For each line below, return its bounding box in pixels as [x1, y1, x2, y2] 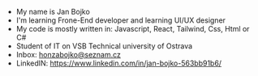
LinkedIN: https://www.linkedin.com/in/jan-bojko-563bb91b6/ [15, 58, 221, 68]
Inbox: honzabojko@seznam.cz [15, 50, 122, 59]
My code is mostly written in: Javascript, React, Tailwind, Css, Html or [15, 24, 250, 33]
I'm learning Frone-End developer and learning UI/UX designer [15, 15, 226, 25]
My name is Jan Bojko [15, 7, 91, 16]
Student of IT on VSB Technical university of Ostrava [15, 41, 193, 51]
